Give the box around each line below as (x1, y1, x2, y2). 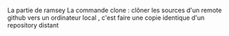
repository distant (7, 21, 59, 29)
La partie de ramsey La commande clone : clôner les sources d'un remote (7, 6, 223, 14)
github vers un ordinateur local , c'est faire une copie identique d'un (7, 13, 205, 22)
